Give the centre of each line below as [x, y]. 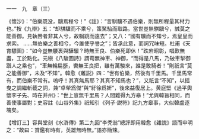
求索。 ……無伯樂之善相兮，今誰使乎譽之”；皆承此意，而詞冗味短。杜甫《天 [99, 43]
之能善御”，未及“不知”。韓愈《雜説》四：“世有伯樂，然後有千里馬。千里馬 [97, 73]
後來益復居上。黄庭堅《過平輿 [156, 88]
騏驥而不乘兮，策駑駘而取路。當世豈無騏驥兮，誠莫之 [125, 29]
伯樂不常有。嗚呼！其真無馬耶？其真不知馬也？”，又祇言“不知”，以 [103, 80]
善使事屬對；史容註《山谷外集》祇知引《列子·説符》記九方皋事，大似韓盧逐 [98, 103]
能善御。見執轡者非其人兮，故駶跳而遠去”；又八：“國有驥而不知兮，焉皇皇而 [99, 36]
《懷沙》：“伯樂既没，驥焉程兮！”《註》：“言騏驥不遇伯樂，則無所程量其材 [96, 21]
